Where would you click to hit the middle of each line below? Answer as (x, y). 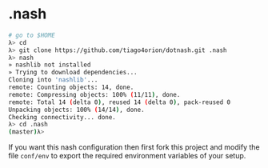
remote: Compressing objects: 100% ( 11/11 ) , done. (94, 94)
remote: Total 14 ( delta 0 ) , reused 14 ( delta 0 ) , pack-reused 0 (119, 102)
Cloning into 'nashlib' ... (53, 80)
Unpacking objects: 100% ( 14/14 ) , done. (77, 110)
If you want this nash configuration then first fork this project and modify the (134, 147)
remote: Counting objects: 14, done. (71, 88)
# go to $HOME (32, 35)
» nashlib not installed (50, 65)
